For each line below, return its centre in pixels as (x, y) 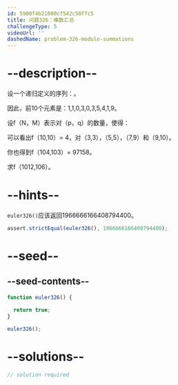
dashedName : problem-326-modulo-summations (71, 39)
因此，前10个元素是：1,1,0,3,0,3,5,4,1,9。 (64, 109)
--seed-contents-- (48, 282)
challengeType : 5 (32, 26)
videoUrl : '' (26, 33)
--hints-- (33, 195)
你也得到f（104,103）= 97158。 (51, 152)
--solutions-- (46, 356)
